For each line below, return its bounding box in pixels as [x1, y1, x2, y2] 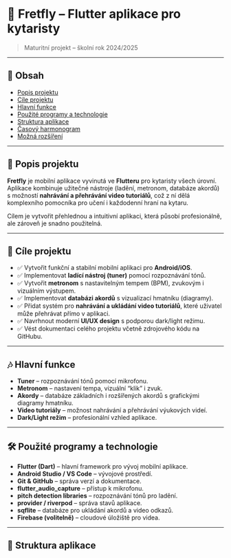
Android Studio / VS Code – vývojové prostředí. [16, 470, 153, 478]
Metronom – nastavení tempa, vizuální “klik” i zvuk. [16, 384, 163, 392]
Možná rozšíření [16, 132, 63, 140]
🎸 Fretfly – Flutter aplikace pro [7, 6, 181, 22]
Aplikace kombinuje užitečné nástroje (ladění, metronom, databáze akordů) [7, 183, 220, 192]
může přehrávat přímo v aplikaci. [16, 309, 111, 318]
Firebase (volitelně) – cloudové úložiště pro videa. [16, 513, 160, 522]
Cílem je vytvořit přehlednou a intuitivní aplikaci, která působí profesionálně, [7, 212, 222, 220]
